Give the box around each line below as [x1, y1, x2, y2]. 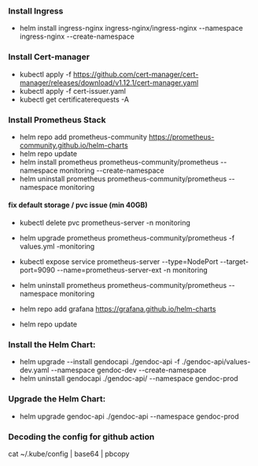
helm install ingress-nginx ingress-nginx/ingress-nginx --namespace [19, 24, 244, 33]
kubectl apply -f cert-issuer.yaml [19, 86, 126, 95]
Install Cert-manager [8, 51, 90, 62]
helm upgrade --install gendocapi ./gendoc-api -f [19, 357, 180, 367]
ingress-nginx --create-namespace [19, 32, 135, 41]
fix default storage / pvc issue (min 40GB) [8, 200, 148, 210]
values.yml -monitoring [19, 242, 95, 252]
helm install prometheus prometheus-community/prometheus [19, 157, 219, 166]
